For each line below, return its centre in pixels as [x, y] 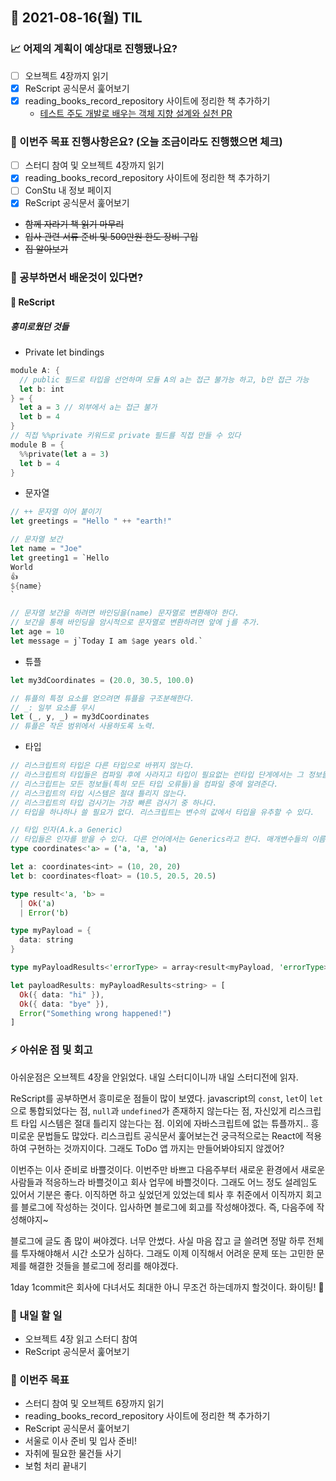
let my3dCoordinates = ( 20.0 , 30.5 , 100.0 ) [102, 680]
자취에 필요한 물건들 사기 [73, 1454]
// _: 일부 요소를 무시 [52, 708]
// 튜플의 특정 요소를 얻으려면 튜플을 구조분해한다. [102, 698]
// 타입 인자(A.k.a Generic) [66, 830]
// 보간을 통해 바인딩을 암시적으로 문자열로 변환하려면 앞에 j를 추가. [135, 623]
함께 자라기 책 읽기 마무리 [74, 224]
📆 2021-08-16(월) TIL [76, 18]
